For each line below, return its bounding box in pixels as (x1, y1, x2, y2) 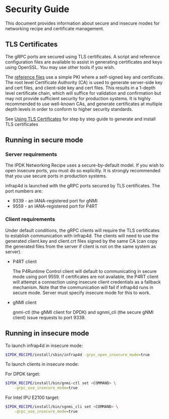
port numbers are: (5, 188, 43, 194)
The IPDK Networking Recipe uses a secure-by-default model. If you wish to (5, 162, 164, 168)
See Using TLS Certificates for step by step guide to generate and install (5, 116, 156, 122)
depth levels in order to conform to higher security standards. (5, 106, 133, 112)
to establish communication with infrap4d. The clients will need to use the (5, 233, 159, 239)
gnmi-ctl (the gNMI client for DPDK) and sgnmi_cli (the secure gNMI (12, 309, 154, 315)
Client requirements (5, 216, 55, 223)
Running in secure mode (5, 136, 83, 145)
